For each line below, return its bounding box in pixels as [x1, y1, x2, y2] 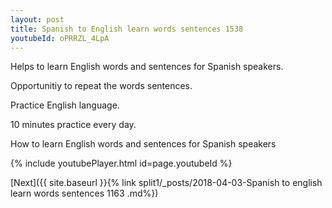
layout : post [10, 14, 65, 25]
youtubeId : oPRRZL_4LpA [10, 33, 110, 43]
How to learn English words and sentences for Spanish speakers [10, 138, 277, 150]
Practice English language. [10, 99, 120, 111]
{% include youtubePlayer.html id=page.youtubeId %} [10, 157, 233, 170]
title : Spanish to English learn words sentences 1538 [10, 24, 244, 34]
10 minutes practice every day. [10, 119, 137, 131]
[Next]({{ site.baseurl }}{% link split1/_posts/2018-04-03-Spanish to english [10, 177, 323, 189]
